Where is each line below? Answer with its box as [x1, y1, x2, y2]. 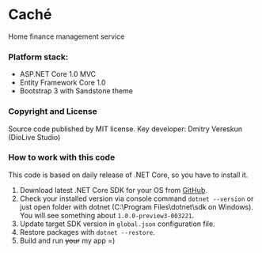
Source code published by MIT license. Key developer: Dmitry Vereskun [8, 124, 243, 134]
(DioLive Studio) [8, 132, 61, 142]
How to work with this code [8, 152, 116, 163]
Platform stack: [8, 51, 69, 62]
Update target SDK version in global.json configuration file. [19, 219, 215, 228]
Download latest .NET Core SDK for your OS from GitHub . [19, 185, 207, 194]
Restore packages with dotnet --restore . [19, 227, 156, 236]
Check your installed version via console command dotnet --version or [19, 194, 254, 203]
